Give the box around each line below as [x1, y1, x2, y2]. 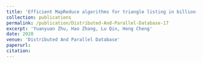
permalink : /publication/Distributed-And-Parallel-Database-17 [6, 20, 169, 26]
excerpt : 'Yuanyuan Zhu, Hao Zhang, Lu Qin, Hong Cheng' [6, 25, 153, 32]
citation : [6, 48, 31, 54]
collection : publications [6, 14, 71, 20]
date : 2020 [6, 31, 34, 37]
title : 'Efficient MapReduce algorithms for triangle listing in [6, 8, 174, 15]
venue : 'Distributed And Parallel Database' [6, 37, 120, 43]
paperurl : [6, 43, 31, 49]
